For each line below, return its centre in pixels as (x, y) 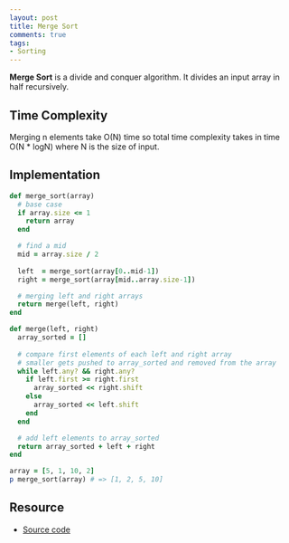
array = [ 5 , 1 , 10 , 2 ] (52, 472)
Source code (46, 529)
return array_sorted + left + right (86, 446)
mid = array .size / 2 (58, 254)
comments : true (38, 34)
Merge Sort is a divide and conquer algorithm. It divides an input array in (144, 77)
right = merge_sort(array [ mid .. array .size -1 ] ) (107, 280)
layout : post (34, 18)
